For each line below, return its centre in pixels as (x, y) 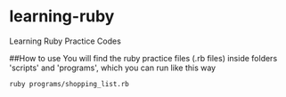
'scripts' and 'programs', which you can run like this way (113, 68)
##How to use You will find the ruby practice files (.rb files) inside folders (143, 58)
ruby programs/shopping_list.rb (69, 84)
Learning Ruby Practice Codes (65, 41)
